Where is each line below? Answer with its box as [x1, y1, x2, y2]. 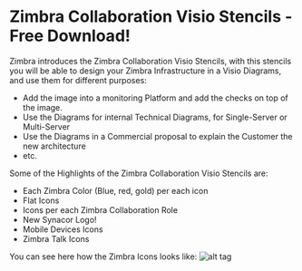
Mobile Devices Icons [22, 224, 103, 235]
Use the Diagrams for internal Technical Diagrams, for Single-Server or [22, 111, 287, 122]
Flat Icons [22, 195, 60, 206]
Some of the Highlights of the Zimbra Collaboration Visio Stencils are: [9, 168, 269, 179]
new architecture [22, 140, 86, 151]
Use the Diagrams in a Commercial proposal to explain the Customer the [22, 131, 293, 141]
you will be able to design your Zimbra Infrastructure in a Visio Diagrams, [9, 65, 282, 76]
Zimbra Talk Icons [22, 233, 90, 244]
